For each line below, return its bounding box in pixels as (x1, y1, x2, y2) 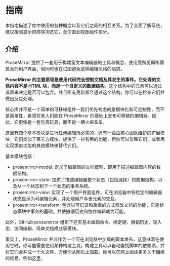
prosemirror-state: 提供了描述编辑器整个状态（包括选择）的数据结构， (12, 176, 158, 182)
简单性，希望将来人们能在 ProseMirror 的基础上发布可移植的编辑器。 (9, 112, 153, 119)
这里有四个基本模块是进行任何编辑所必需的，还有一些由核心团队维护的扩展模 (5, 130, 165, 136)
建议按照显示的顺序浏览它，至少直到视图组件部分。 (5, 28, 112, 34)
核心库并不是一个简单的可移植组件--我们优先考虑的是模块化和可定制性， (5, 106, 156, 112)
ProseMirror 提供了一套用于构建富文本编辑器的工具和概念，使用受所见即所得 (5, 59, 164, 65)
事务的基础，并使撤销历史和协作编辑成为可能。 (30, 208, 128, 214)
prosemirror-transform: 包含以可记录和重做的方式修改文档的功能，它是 (12, 202, 160, 208)
